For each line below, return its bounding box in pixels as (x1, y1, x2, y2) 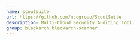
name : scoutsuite (6, 8, 50, 15)
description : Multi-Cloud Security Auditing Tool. (6, 19, 135, 25)
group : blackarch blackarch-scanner (6, 25, 98, 31)
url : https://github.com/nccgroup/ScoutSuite (6, 14, 121, 20)
